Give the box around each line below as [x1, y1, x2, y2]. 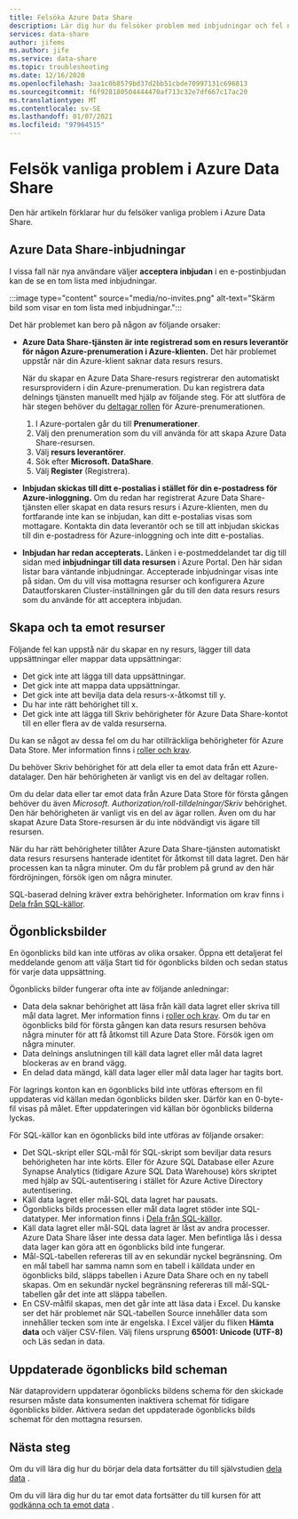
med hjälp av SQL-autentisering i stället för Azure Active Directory [21, 1176, 263, 1186]
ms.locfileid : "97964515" [9, 121, 105, 130]
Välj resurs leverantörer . [35, 446, 127, 457]
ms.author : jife [9, 46, 69, 55]
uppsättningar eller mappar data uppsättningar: [9, 653, 182, 663]
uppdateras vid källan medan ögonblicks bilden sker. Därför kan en [9, 1094, 254, 1105]
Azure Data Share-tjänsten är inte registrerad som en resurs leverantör [21, 336, 289, 347]
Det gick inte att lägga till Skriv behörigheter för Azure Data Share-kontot [21, 708, 288, 719]
